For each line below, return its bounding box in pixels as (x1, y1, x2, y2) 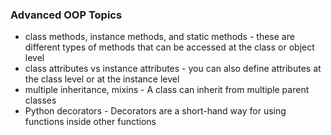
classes (24, 94, 57, 107)
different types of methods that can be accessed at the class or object (24, 41, 315, 53)
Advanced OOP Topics (10, 8, 123, 22)
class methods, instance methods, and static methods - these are (24, 31, 295, 43)
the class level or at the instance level (24, 73, 180, 85)
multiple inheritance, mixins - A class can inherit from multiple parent (24, 84, 310, 96)
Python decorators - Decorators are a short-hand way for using (24, 105, 287, 117)
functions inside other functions (24, 116, 157, 128)
